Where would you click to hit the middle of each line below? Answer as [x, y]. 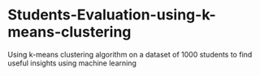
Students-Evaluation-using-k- [112, 15]
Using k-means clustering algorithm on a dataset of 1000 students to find [130, 54]
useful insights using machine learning [72, 63]
